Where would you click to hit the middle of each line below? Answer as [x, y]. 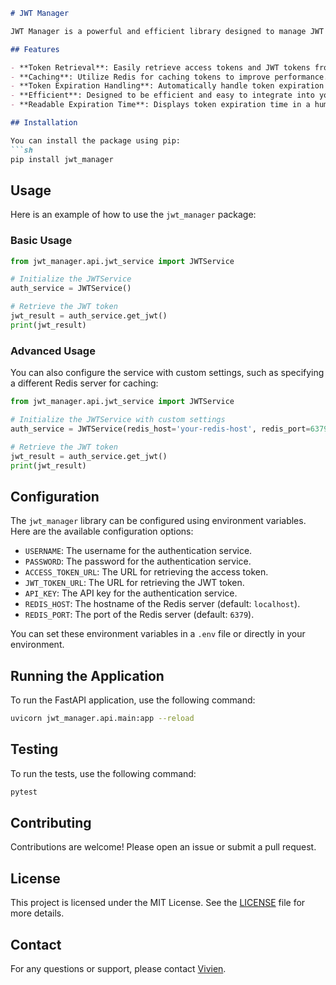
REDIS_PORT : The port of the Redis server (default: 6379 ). [139, 615]
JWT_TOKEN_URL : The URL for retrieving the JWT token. [134, 583]
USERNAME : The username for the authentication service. [138, 551]
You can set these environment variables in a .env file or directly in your [158, 634]
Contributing [51, 822]
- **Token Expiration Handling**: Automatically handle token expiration [167, 86]
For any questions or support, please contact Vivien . [118, 969]
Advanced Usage [53, 351]
